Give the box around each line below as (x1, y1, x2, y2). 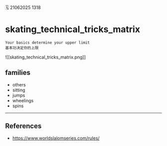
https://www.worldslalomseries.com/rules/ (12, 135, 100, 141)
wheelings (12, 97, 34, 103)
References (5, 122, 42, 131)
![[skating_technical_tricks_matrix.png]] (5, 54, 86, 60)
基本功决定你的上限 (5, 45, 39, 50)
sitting (12, 87, 25, 93)
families (5, 69, 31, 77)
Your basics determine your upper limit (5, 40, 90, 45)
